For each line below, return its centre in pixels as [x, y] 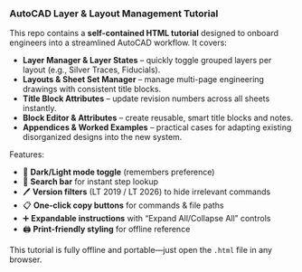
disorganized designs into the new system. [102, 137]
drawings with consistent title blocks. [91, 89]
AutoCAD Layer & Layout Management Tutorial [114, 14]
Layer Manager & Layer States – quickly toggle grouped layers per [147, 61]
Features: [27, 155]
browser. [26, 259]
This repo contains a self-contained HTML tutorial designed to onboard [144, 33]
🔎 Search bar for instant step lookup [90, 182]
